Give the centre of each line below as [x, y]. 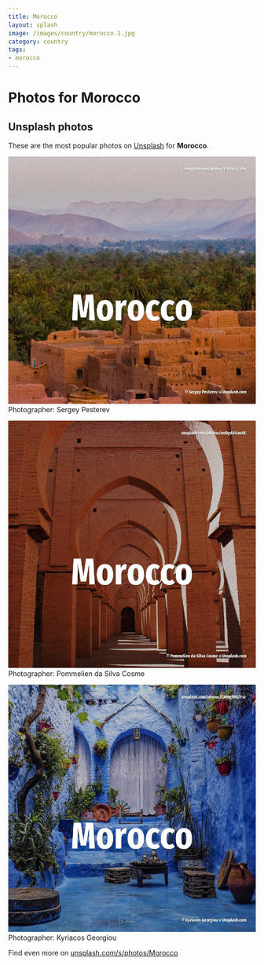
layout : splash [33, 25]
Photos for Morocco [75, 98]
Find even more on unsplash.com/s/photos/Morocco [93, 953]
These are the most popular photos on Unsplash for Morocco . [109, 146]
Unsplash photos [51, 127]
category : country [38, 42]
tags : [17, 50]
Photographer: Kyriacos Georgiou [62, 938]
